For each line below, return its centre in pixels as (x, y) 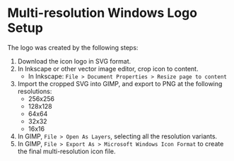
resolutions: (35, 91)
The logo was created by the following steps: (73, 47)
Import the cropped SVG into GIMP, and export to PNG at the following (120, 83)
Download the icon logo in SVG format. (74, 61)
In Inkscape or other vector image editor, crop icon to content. (108, 68)
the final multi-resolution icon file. (66, 151)
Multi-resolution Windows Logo (103, 13)
